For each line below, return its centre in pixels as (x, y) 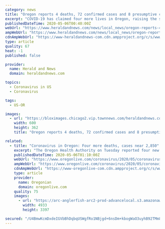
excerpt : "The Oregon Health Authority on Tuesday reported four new (87, 150)
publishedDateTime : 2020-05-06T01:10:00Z (57, 155)
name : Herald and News (33, 69)
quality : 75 (26, 192)
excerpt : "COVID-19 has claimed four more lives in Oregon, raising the (81, 19)
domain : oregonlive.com (42, 187)
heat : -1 (14, 51)
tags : (11, 100)
